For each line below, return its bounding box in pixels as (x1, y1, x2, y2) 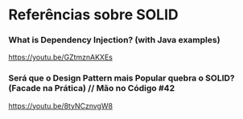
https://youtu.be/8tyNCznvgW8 (8, 101, 113, 110)
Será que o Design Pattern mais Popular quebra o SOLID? (8, 72, 235, 84)
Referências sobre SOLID (8, 6, 179, 24)
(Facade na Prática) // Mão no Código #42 (8, 83, 175, 94)
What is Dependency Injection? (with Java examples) (8, 35, 220, 46)
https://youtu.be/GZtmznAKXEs (8, 52, 113, 62)
